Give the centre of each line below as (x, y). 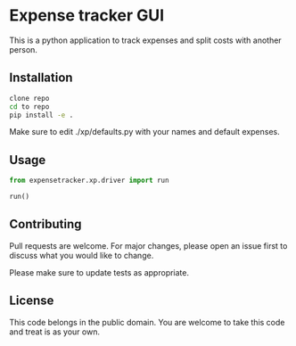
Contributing (45, 224)
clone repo (29, 98)
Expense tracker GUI (87, 16)
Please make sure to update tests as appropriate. (99, 272)
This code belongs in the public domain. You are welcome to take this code (147, 322)
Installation (41, 78)
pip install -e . (41, 115)
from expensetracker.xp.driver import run (89, 181)
